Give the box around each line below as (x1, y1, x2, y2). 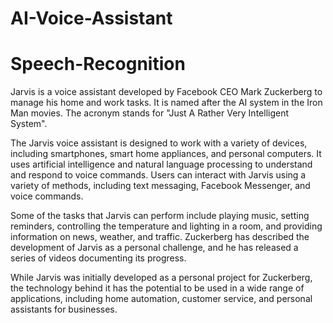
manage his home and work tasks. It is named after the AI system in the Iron (10, 97, 323, 109)
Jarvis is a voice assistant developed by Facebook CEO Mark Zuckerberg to (10, 86, 323, 98)
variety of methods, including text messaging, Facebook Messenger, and (10, 180, 311, 192)
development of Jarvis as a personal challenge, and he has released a (10, 242, 299, 254)
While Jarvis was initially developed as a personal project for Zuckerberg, (10, 272, 313, 284)
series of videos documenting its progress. (10, 252, 187, 264)
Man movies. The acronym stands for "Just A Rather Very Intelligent (10, 107, 290, 119)
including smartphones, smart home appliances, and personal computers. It (10, 148, 322, 160)
